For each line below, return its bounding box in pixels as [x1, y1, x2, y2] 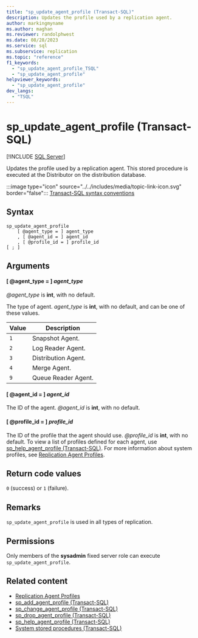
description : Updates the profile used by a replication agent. [6, 15, 172, 21]
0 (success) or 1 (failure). [6, 484, 69, 492]
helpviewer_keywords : [6, 77, 61, 83]
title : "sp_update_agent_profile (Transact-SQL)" [6, 9, 135, 15]
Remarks [6, 502, 41, 512]
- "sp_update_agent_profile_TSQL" [12, 65, 99, 72]
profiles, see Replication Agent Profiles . [6, 451, 105, 458]
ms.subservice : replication [6, 49, 78, 55]
